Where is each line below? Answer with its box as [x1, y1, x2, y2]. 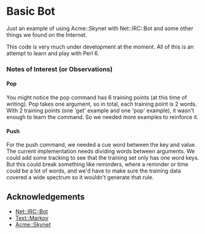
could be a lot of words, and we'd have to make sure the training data [6, 167, 181, 174]
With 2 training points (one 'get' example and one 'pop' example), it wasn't [6, 107, 195, 114]
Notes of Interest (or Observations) [6, 64, 113, 73]
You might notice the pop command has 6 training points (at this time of [6, 94, 187, 101]
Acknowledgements [6, 192, 85, 202]
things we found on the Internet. [6, 31, 88, 38]
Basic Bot [6, 4, 56, 18]
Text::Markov [15, 214, 49, 222]
